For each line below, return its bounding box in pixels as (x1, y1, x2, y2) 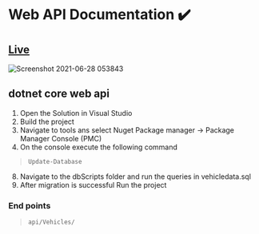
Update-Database (27, 157, 82, 165)
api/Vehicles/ (27, 218, 75, 227)
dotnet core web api (8, 87, 110, 101)
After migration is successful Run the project (19, 180, 167, 189)
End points (8, 200, 51, 211)
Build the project (19, 117, 74, 126)
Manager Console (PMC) (19, 133, 102, 143)
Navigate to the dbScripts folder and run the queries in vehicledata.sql (19, 172, 252, 181)
